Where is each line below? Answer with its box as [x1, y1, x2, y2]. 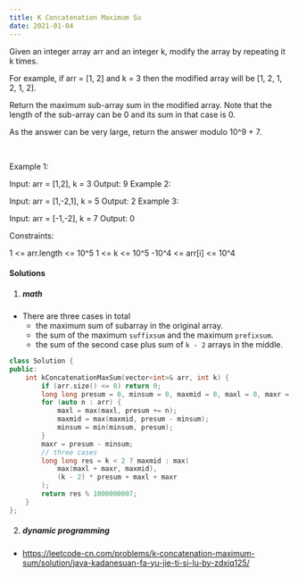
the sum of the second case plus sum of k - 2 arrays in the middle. [35, 339, 284, 350]
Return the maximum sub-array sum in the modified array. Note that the [9, 99, 272, 110]
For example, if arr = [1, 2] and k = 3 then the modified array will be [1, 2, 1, [9, 72, 283, 83]
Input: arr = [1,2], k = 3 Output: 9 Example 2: [9, 178, 171, 188]
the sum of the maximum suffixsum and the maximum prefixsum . [35, 330, 274, 340]
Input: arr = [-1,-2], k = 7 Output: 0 [9, 213, 136, 223]
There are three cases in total [21, 311, 131, 322]
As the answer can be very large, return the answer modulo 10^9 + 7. [9, 126, 262, 137]
